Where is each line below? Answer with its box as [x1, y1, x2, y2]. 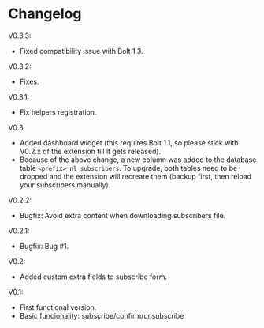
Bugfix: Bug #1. [19, 241, 69, 251]
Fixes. [19, 77, 39, 86]
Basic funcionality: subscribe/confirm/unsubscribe [19, 311, 184, 320]
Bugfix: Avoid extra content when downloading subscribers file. [19, 210, 226, 220]
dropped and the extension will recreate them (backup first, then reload [19, 172, 252, 181]
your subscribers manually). [19, 179, 111, 190]
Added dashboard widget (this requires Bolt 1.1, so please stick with [19, 138, 239, 147]
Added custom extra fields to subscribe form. [19, 272, 168, 281]
